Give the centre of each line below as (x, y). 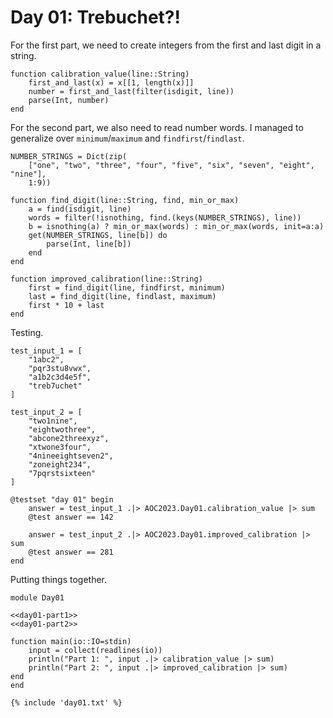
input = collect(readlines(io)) (95, 650)
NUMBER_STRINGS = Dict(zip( (69, 156)
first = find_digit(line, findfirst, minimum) (127, 287)
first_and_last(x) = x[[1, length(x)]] (111, 82)
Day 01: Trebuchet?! (95, 17)
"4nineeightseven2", (71, 456)
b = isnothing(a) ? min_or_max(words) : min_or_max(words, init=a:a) (176, 226)
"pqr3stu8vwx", (60, 368)
